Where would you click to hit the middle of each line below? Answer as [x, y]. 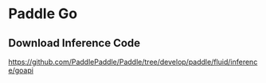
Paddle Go [43, 14]
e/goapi [21, 70]
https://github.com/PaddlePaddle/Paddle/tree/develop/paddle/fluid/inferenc [133, 62]
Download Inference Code [74, 43]
